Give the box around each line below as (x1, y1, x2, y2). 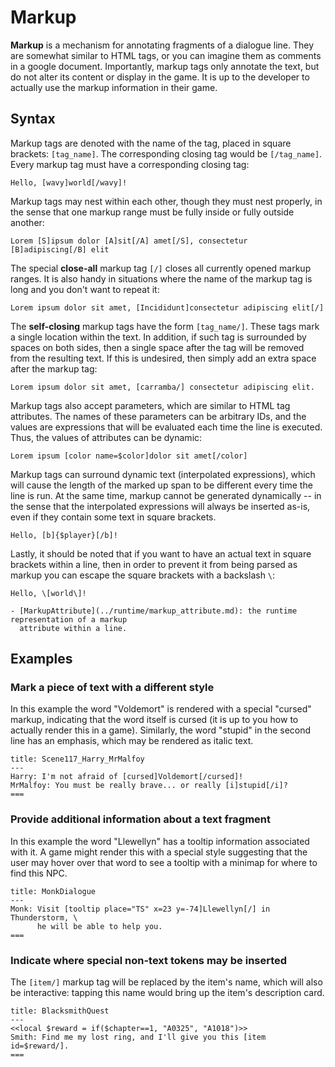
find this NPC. (10, 867, 68, 879)
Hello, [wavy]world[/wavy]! (10, 177, 128, 188)
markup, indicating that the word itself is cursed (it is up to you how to (10, 714, 299, 726)
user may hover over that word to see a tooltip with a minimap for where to (10, 856, 318, 868)
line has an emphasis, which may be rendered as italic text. (10, 735, 254, 747)
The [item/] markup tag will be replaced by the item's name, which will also (10, 976, 323, 988)
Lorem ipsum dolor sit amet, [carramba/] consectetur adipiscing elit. (10, 382, 315, 392)
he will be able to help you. (36, 921, 163, 931)
